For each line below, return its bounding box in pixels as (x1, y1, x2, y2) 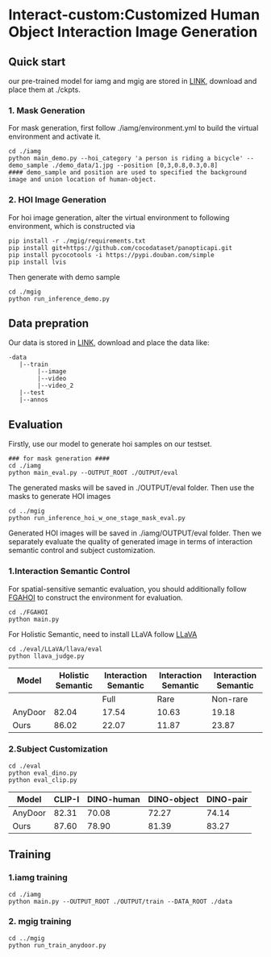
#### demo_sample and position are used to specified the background (8, 169, 248, 177)
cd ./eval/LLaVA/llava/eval (8, 645, 103, 653)
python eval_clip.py (8, 776, 78, 784)
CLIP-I (53, 793, 80, 805)
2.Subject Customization (8, 743, 108, 755)
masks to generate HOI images (8, 492, 111, 501)
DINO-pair (206, 793, 248, 805)
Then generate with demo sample (8, 272, 121, 281)
